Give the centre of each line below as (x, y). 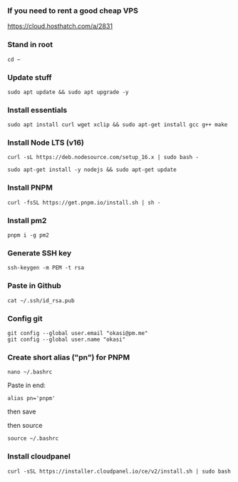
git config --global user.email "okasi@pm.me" (78, 333)
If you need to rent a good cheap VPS (73, 11)
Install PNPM (30, 188)
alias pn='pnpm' (31, 399)
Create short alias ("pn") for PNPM (69, 357)
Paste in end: (27, 385)
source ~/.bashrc (33, 439)
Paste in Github (35, 286)
